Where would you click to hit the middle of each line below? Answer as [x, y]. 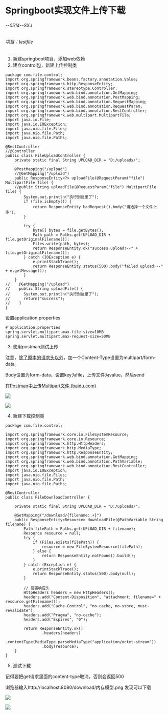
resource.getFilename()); [33, 602]
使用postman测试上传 [35, 346]
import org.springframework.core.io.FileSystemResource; [67, 434]
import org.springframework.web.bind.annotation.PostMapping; [73, 97]
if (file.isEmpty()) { [48, 202]
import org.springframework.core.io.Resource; [56, 439]
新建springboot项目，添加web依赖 [49, 59]
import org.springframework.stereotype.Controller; [61, 88]
